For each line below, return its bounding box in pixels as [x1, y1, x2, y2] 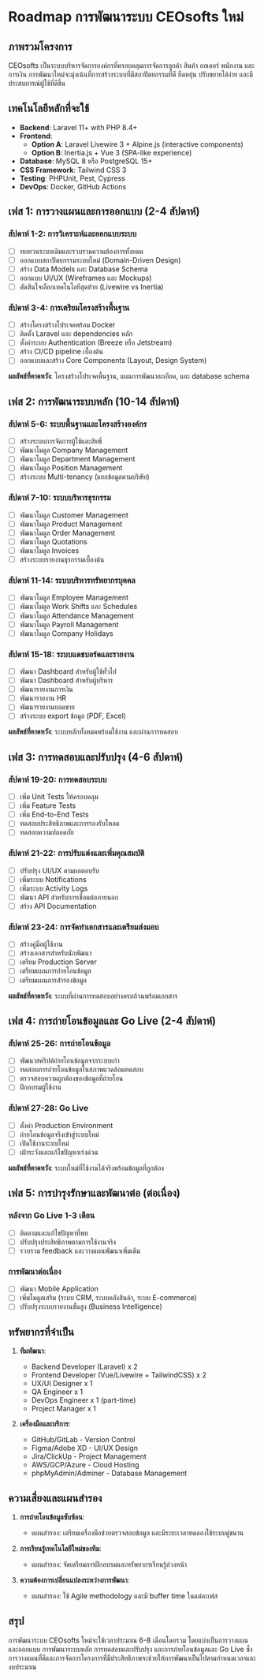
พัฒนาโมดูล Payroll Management [19, 619, 119, 629]
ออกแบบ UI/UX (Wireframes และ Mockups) [19, 273, 152, 282]
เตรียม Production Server [19, 957, 97, 966]
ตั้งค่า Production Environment [19, 1120, 113, 1130]
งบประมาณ [8, 1661, 37, 1672]
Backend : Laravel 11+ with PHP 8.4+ [19, 122, 138, 132]
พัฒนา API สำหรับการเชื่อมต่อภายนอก [19, 892, 119, 902]
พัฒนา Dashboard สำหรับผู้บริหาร [19, 675, 113, 686]
